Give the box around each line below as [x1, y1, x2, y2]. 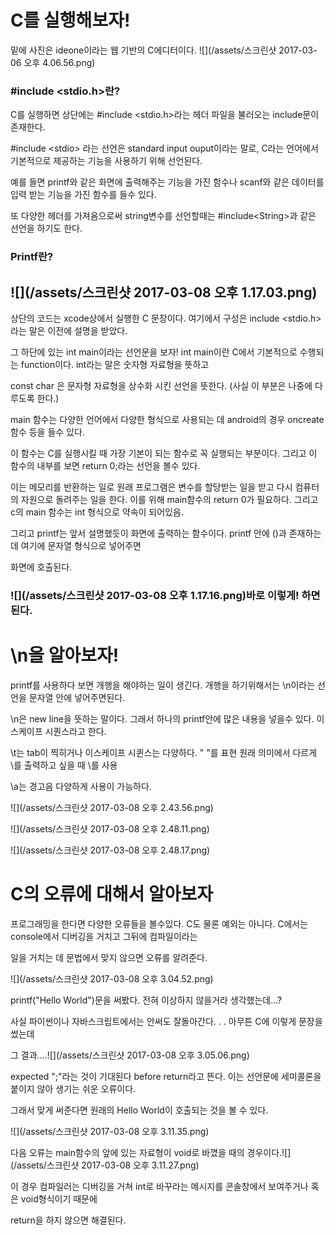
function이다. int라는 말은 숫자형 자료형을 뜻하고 [20, 358, 210, 370]
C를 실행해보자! [10, 9, 131, 32]
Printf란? [10, 250, 54, 264]
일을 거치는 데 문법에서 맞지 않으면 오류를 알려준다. [10, 951, 208, 963]
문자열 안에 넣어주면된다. [28, 691, 126, 703]
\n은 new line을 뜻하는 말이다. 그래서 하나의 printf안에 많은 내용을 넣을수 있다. [10, 712, 315, 725]
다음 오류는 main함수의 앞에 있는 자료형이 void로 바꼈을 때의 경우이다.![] [10, 1146, 292, 1158]
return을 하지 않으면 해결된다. [10, 1214, 127, 1226]
